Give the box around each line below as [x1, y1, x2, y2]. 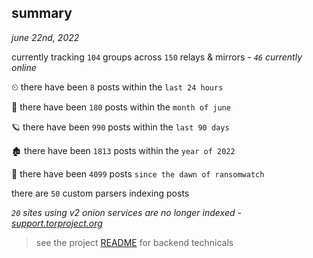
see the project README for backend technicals [35, 236, 234, 248]
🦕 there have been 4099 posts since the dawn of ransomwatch [11, 167, 265, 180]
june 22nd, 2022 [11, 31, 80, 43]
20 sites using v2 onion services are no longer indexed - [11, 206, 242, 218]
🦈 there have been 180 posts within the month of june [11, 101, 231, 113]
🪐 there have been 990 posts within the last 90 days [11, 121, 230, 133]
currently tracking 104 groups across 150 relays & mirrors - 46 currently [11, 51, 303, 63]
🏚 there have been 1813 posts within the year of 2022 [11, 144, 236, 156]
